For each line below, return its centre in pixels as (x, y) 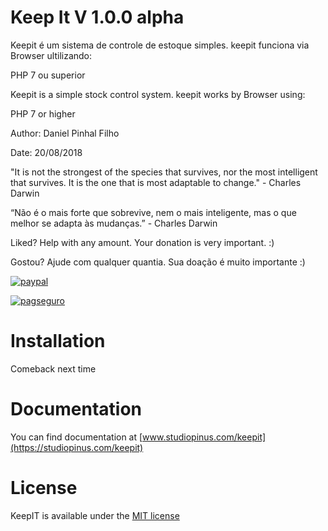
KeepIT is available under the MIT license (95, 515)
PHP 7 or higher (43, 113)
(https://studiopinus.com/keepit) (77, 447)
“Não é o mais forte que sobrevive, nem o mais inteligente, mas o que (153, 212)
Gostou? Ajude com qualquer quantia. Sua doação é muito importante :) (158, 262)
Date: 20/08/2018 (46, 152)
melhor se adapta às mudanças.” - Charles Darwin (114, 223)
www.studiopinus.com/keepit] (204, 437)
